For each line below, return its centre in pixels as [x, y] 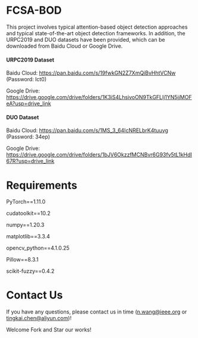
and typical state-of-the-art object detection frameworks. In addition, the [96, 33]
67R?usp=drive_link [30, 161]
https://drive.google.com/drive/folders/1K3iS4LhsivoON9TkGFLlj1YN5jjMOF [99, 97]
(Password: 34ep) [28, 137]
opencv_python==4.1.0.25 [38, 248]
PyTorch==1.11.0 [26, 202]
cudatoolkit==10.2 [28, 213]
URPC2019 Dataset [30, 60]
